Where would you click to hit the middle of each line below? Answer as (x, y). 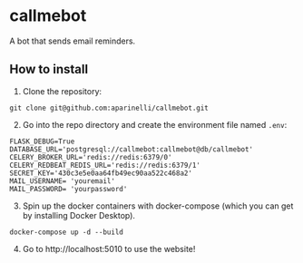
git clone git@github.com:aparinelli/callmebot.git (109, 108)
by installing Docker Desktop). (79, 215)
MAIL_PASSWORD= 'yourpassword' (68, 189)
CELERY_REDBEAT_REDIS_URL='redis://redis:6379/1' (105, 165)
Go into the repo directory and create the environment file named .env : (155, 124)
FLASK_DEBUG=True (42, 141)
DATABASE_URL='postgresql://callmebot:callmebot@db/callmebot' (132, 149)
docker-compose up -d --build (67, 232)
